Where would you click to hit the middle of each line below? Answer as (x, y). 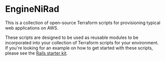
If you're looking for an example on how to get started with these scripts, (79, 48)
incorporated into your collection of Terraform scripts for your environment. (82, 42)
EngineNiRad (32, 9)
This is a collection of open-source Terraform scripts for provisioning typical (83, 23)
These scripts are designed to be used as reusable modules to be (72, 37)
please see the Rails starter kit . (37, 53)
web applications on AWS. (32, 28)
